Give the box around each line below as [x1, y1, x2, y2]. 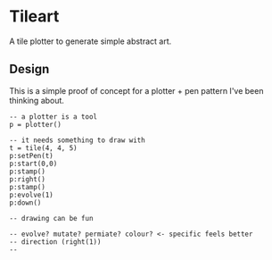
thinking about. [9, 95, 65, 105]
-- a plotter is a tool [9, 112, 98, 122]
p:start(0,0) [9, 159, 58, 168]
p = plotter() [9, 120, 62, 129]
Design [9, 62, 50, 77]
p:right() [9, 174, 46, 184]
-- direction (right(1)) [9, 237, 102, 247]
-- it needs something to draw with [9, 136, 145, 145]
